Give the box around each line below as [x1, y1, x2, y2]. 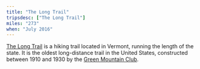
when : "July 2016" [6, 26, 53, 32]
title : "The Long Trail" [6, 9, 69, 15]
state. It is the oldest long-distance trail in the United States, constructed [6, 49, 188, 57]
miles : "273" [6, 20, 40, 26]
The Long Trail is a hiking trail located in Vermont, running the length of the [6, 43, 194, 50]
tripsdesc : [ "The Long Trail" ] [6, 15, 86, 21]
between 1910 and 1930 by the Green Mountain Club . [6, 56, 139, 63]
